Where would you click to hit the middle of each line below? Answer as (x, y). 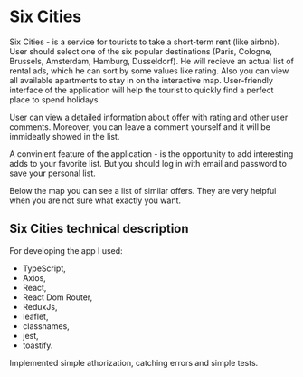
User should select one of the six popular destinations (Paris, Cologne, (141, 51)
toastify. (38, 345)
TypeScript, (44, 268)
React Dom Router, (57, 297)
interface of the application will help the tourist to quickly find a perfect (142, 90)
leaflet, (35, 316)
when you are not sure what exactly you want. (95, 200)
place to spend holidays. (55, 99)
